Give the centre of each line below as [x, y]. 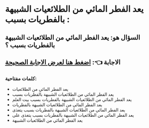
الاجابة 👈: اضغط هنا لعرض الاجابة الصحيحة [63, 62]
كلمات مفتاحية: [21, 78]
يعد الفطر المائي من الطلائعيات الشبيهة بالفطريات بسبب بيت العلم [72, 100]
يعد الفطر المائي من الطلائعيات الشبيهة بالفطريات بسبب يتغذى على [73, 115]
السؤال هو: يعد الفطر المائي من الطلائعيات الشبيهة [73, 37]
